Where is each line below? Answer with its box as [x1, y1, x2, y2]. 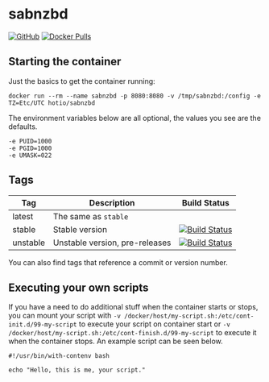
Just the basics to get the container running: [8, 76, 155, 85]
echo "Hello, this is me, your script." [8, 366, 147, 375]
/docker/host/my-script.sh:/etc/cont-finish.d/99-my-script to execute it [8, 328, 257, 338]
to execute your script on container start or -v [78, 319, 231, 329]
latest [12, 210, 34, 222]
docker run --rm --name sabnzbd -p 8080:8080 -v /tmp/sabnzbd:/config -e [8, 92, 262, 100]
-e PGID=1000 [8, 144, 52, 152]
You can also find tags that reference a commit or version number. [8, 257, 228, 267]
